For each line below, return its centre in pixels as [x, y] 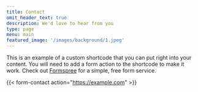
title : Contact [26, 12]
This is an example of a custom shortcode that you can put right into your [99, 58]
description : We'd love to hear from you [60, 23]
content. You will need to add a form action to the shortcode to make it [95, 64]
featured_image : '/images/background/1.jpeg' [65, 40]
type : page [20, 29]
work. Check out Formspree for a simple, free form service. [81, 70]
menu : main [20, 35]
